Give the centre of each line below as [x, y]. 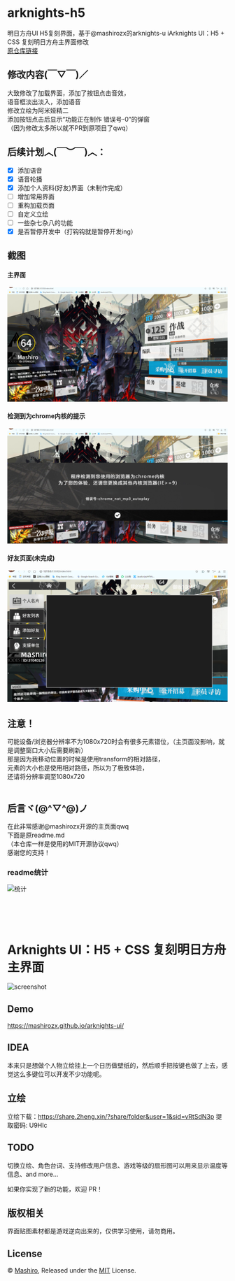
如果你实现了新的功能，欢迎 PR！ [55, 1189]
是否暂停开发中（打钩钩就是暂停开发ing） [77, 231]
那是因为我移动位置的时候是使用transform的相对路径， [86, 759]
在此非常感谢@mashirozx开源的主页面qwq [68, 826]
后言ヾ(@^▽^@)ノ [48, 808]
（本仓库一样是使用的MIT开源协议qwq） [65, 844]
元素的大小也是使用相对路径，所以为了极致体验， [78, 768]
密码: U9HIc [30, 1125]
